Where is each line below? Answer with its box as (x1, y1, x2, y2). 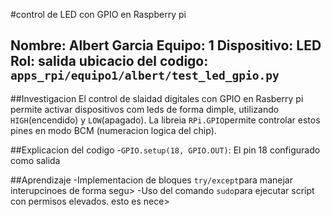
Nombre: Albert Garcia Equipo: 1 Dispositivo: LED (10, 37, 322, 54)
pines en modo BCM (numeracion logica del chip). (10, 124, 217, 136)
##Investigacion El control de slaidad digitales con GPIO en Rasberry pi (10, 92, 304, 104)
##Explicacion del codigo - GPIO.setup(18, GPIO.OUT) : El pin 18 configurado (10, 144, 321, 156)
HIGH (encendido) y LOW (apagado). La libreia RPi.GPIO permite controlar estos (10, 114, 321, 126)
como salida (10, 154, 61, 166)
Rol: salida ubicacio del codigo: (10, 53, 209, 70)
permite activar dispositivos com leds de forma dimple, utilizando (10, 103, 280, 115)
